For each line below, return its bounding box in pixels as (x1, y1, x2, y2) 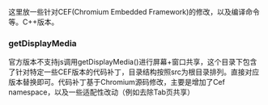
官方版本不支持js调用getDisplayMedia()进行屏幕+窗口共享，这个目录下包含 (8, 57, 257, 67)
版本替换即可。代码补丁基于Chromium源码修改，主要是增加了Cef (8, 78, 225, 87)
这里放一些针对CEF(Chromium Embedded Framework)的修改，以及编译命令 (8, 7, 261, 16)
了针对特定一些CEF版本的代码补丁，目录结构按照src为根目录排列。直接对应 (8, 67, 260, 77)
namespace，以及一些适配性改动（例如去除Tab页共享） (8, 87, 195, 97)
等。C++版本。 (8, 17, 59, 27)
